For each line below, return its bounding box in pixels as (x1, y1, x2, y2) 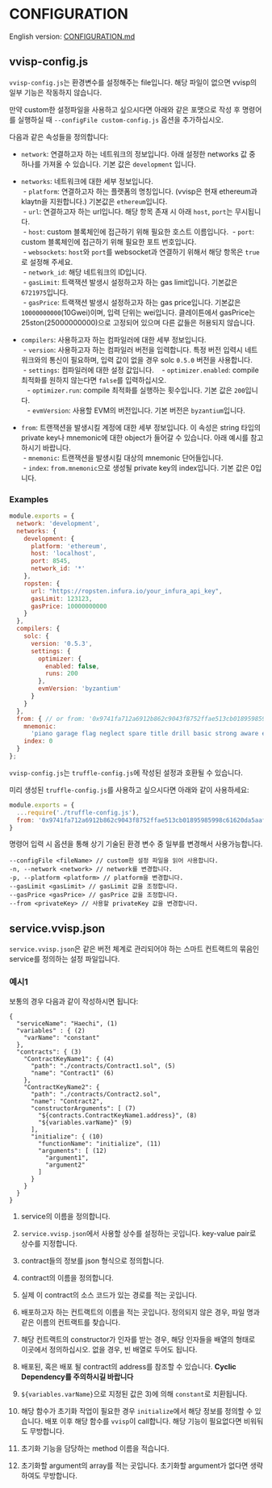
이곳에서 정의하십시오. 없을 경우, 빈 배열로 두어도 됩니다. (20, 1344, 198, 1354)
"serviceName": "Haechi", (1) (16, 1019, 118, 1028)
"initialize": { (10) (30, 1132, 104, 1141)
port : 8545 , (30, 557, 71, 565)
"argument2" (44, 1160, 86, 1169)
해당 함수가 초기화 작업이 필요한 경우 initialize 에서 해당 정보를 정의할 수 (20, 1406, 253, 1415)
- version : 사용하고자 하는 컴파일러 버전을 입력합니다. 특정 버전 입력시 (23, 345, 243, 354)
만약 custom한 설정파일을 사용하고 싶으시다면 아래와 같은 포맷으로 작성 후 (9, 104, 241, 114)
